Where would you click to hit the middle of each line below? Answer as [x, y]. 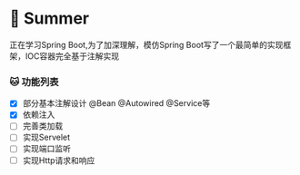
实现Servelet [46, 137]
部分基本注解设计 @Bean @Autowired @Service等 [116, 103]
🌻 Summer [49, 19]
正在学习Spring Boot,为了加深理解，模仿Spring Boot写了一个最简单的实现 [146, 44]
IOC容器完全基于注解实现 [72, 56]
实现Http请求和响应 [59, 160]
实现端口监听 [46, 149]
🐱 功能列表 [34, 82]
